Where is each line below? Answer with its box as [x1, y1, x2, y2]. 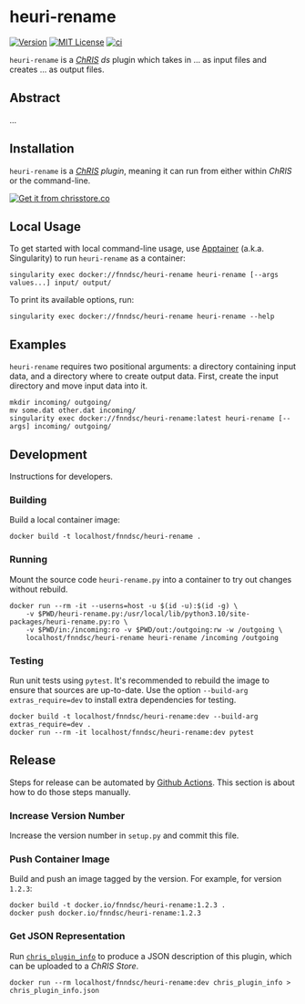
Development [9, 447, 88, 462]
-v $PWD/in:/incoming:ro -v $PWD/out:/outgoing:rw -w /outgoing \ [25, 625, 283, 635]
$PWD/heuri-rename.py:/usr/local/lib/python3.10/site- [37, 609, 250, 618]
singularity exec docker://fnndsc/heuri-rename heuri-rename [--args [9, 271, 280, 280]
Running [9, 554, 48, 566]
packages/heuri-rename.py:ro [9, 617, 120, 626]
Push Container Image [9, 853, 110, 865]
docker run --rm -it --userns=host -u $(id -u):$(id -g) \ [9, 601, 239, 610]
